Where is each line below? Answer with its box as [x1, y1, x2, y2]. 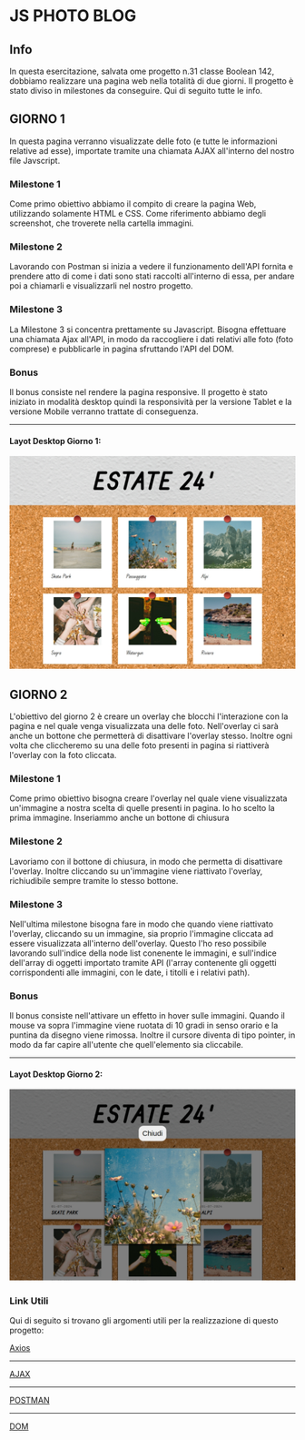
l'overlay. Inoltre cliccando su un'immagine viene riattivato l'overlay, [9, 866, 263, 877]
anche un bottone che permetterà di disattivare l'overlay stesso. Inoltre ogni [9, 730, 293, 742]
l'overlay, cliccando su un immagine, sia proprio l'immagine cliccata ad [9, 928, 274, 938]
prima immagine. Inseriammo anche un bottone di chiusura [9, 812, 230, 824]
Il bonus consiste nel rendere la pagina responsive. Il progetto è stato [9, 387, 268, 397]
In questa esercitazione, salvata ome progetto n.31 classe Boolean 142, [9, 66, 275, 76]
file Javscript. [9, 155, 61, 166]
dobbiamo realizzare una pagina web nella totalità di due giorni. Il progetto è [9, 76, 294, 86]
